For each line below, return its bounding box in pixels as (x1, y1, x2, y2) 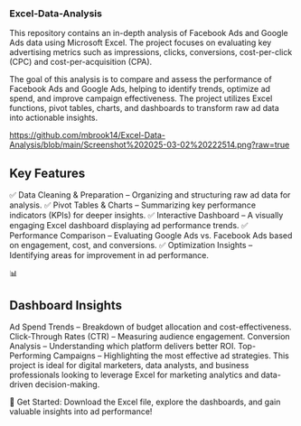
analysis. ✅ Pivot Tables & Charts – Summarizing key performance (9, 199, 256, 210)
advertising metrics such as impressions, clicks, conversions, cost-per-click (9, 47, 293, 58)
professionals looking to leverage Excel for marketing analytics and (9, 369, 259, 380)
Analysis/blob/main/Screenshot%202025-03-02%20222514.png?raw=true (9, 139, 290, 151)
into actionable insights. (9, 112, 99, 124)
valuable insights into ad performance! (9, 405, 153, 417)
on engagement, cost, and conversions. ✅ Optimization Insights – (9, 240, 253, 251)
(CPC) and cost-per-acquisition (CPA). (9, 57, 153, 68)
